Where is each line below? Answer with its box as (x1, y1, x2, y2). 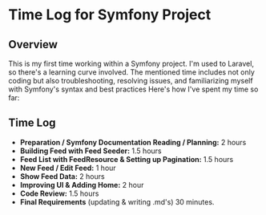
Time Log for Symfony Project (8, 6, 212, 24)
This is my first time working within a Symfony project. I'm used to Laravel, (8, 59, 255, 68)
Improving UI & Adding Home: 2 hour (19, 180, 144, 189)
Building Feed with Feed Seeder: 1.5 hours (19, 146, 162, 156)
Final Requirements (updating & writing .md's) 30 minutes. (19, 197, 215, 206)
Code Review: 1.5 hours (19, 189, 99, 198)
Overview (8, 38, 58, 51)
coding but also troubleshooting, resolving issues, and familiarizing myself (8, 76, 254, 85)
